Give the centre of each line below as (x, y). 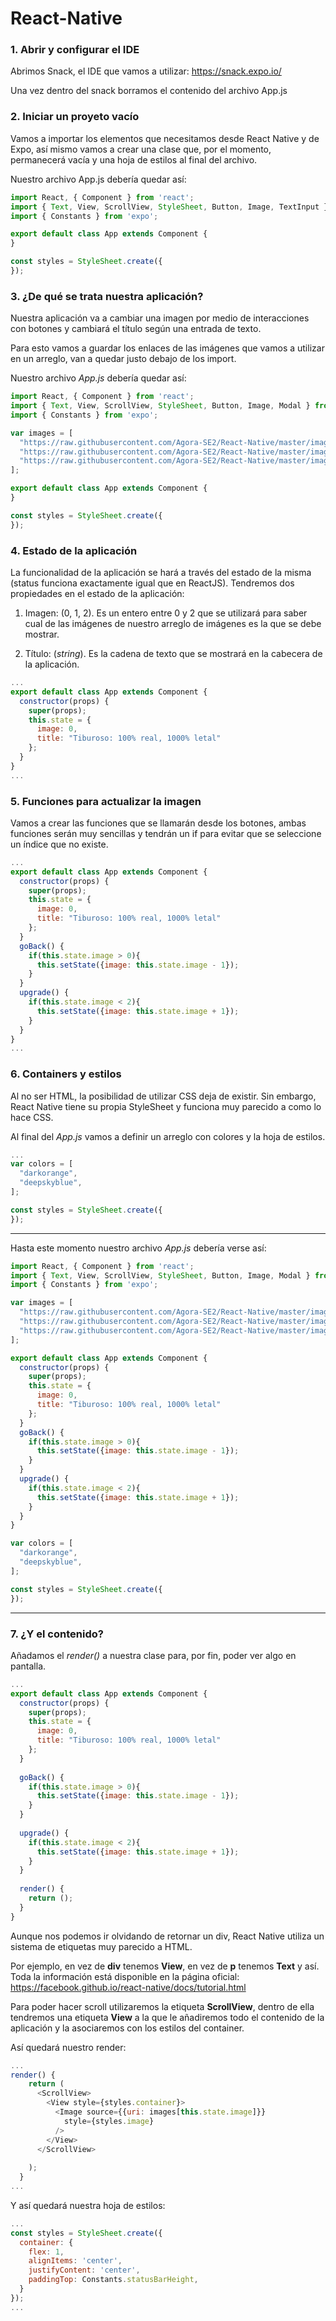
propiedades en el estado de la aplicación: (97, 593)
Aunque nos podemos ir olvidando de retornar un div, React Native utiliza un (167, 1936)
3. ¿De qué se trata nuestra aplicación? (107, 296)
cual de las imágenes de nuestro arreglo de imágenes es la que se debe (173, 623)
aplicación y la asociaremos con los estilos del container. (127, 2028)
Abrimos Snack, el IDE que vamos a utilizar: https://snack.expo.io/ (146, 71)
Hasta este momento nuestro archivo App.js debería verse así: (138, 1248)
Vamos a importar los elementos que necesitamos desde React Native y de (165, 138)
